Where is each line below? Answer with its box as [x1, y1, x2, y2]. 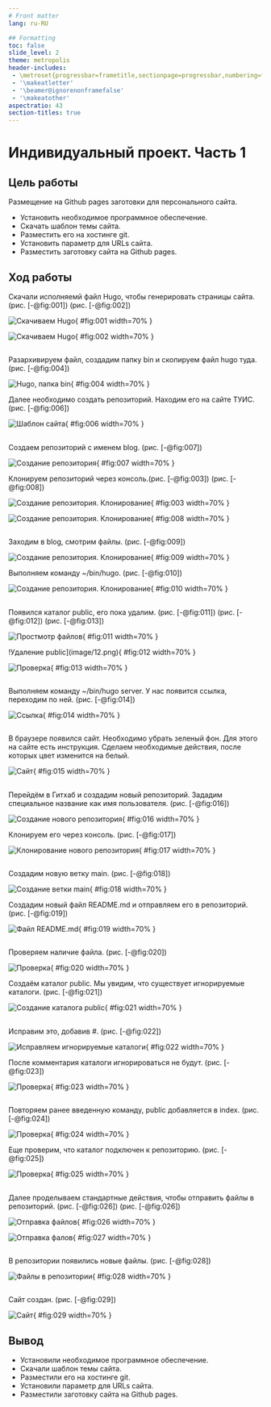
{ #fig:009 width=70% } [150, 553, 230, 562]
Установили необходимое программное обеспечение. [19, 1355, 209, 1365]
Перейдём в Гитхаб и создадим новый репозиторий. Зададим [8, 790, 223, 800]
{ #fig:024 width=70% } [50, 1129, 130, 1139]
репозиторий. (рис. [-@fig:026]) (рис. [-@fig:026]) [8, 1201, 181, 1211]
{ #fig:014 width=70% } [43, 710, 121, 720]
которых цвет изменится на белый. [8, 751, 130, 761]
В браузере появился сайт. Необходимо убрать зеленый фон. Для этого [8, 733, 258, 743]
